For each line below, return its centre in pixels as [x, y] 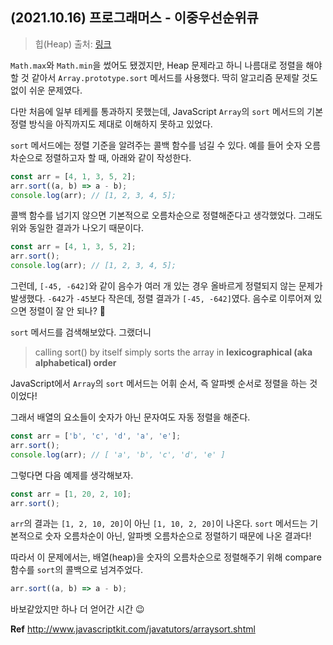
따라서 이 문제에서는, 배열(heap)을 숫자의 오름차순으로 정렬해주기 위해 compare [166, 557]
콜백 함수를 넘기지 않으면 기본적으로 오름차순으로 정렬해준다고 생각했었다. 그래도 [166, 215]
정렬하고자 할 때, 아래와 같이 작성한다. [118, 157]
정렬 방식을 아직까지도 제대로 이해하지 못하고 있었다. [111, 124]
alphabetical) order [75, 363]
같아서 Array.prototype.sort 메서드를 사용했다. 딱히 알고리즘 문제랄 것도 [174, 77]
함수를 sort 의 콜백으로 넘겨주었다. [76, 570]
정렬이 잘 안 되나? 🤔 [67, 311]
